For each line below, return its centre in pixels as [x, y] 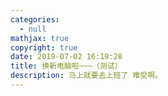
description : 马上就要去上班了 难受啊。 [86, 76]
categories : [35, 19]
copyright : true [44, 47]
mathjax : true [40, 38]
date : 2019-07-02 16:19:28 [66, 57]
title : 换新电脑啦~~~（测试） [66, 66]
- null [33, 29]
